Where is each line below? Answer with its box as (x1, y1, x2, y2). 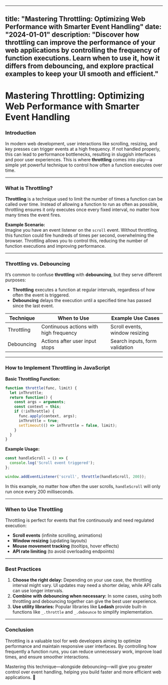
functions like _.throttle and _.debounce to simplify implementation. (12, 609, 153, 615)
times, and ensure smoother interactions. (5, 654, 90, 660)
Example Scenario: (5, 222, 45, 228)
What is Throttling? (5, 184, 53, 191)
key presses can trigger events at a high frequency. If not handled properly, (5, 146, 161, 152)
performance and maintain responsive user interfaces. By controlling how (5, 643, 156, 649)
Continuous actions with (41, 323, 98, 330)
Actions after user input (41, 338, 96, 345)
